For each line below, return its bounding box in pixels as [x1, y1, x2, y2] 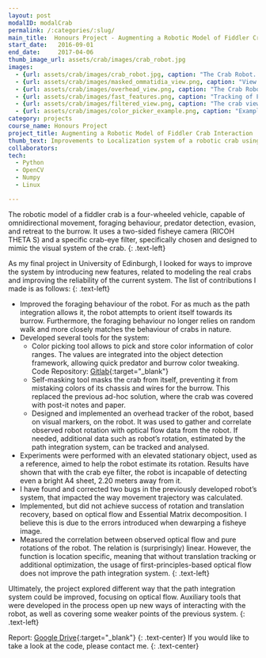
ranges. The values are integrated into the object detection [31, 349, 223, 359]
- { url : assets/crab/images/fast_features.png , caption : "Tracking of [15, 93, 253, 101]
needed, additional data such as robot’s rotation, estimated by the [31, 433, 245, 443]
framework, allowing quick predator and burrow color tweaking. [31, 358, 240, 367]
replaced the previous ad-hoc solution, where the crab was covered [31, 391, 253, 401]
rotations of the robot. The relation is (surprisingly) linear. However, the [19, 543, 252, 553]
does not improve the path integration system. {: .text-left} [19, 568, 210, 578]
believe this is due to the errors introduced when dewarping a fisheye [19, 518, 247, 527]
